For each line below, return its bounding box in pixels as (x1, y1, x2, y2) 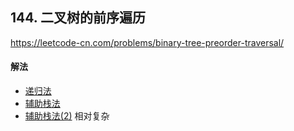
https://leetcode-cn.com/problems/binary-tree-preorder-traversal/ (10, 36, 285, 48)
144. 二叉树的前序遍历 (10, 9, 147, 27)
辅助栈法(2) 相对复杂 (24, 110, 110, 122)
